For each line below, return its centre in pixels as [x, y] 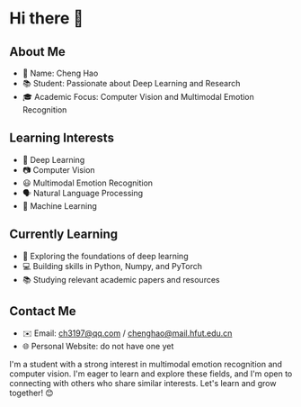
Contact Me [43, 311]
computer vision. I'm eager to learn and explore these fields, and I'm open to [151, 374]
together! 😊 [31, 393]
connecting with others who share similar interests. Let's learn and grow [143, 384]
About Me [37, 52]
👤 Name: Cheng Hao [60, 73]
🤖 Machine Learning [59, 205]
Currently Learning [64, 235]
